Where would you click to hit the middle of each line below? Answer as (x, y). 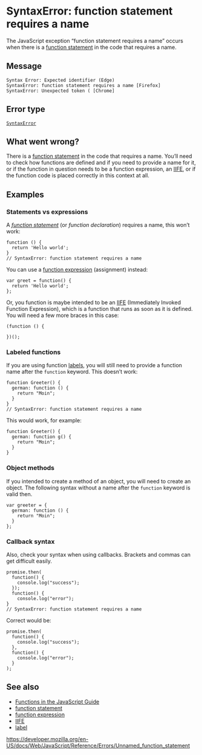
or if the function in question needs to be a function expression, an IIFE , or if (101, 169)
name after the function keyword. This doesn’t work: (72, 372)
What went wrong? (43, 141)
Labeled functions (34, 352)
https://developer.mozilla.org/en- (47, 739)
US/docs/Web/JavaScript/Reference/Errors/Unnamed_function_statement (98, 745)
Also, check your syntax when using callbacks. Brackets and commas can (98, 554)
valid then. (19, 494)
